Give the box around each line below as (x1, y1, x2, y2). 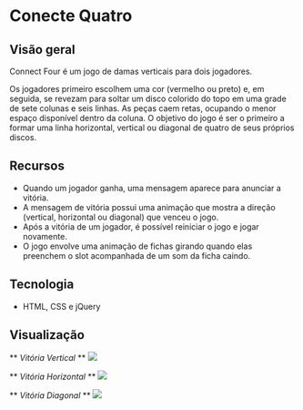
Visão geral (9, 42, 76, 57)
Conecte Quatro (9, 5, 133, 26)
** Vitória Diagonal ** (9, 390, 91, 401)
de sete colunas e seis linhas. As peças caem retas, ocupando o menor (9, 103, 277, 114)
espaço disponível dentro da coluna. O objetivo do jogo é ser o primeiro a (9, 113, 285, 123)
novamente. (22, 231, 68, 241)
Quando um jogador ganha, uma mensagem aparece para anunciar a (22, 182, 282, 193)
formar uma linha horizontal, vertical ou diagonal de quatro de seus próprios (9, 122, 295, 133)
